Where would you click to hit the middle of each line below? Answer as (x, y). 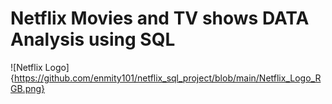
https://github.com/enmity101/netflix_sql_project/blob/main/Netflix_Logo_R (167, 78)
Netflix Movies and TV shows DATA (160, 18)
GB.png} (28, 88)
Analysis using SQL (93, 39)
